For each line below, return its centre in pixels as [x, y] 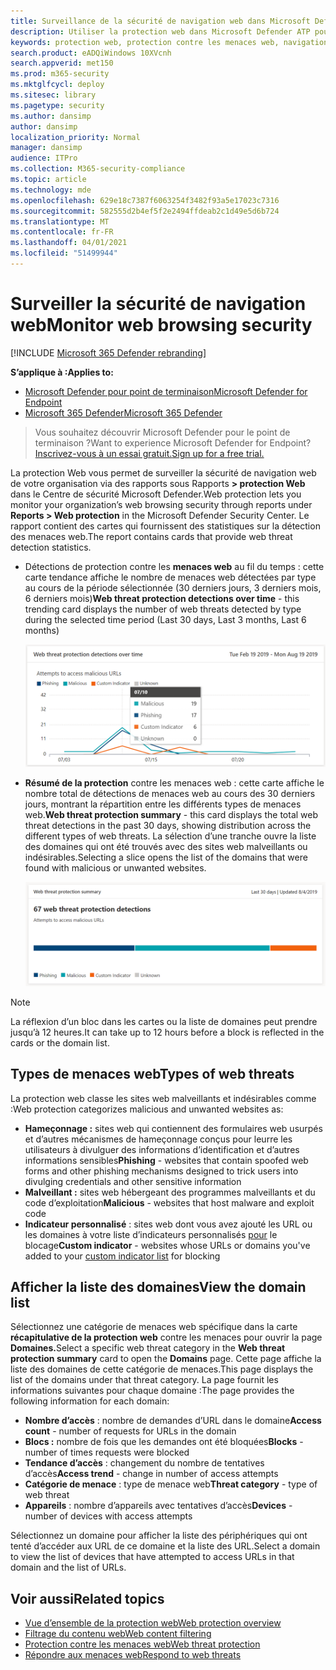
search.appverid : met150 [62, 63]
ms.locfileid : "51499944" [64, 253]
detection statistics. [51, 547]
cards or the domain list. [60, 1042]
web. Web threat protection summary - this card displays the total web [171, 814]
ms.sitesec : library [53, 95]
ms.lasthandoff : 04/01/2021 [69, 243]
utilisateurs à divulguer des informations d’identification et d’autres [162, 1149]
